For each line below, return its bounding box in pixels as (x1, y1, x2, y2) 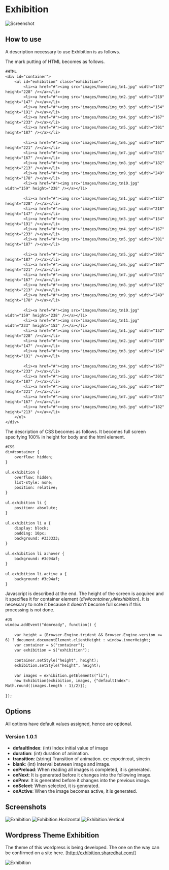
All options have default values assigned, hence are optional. (5, 721, 132, 727)
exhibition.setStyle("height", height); (14, 663, 101, 668)
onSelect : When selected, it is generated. (12, 783, 100, 789)
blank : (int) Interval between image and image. (12, 761, 111, 767)
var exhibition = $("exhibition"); (14, 647, 90, 652)
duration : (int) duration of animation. (12, 750, 89, 756)
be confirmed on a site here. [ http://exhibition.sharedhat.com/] (5, 850, 136, 856)
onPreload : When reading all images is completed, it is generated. (12, 766, 151, 772)
